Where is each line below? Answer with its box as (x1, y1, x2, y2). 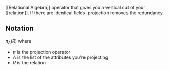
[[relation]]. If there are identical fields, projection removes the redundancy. (5, 10, 164, 16)
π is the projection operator (12, 49, 71, 55)
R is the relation (12, 59, 46, 65)
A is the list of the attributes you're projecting (12, 54, 109, 60)
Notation (5, 24, 34, 33)
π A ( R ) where (5, 38, 32, 45)
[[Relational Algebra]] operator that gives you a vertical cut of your (5, 5, 145, 10)
